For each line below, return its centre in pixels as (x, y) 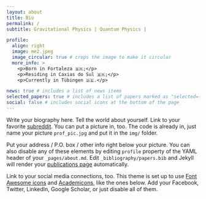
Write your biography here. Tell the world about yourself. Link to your (93, 119)
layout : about (25, 12)
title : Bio (20, 18)
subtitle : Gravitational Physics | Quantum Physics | (77, 29)
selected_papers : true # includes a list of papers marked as (87, 97)
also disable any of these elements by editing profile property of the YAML (102, 151)
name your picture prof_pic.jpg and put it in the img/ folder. (82, 133)
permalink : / (23, 23)
